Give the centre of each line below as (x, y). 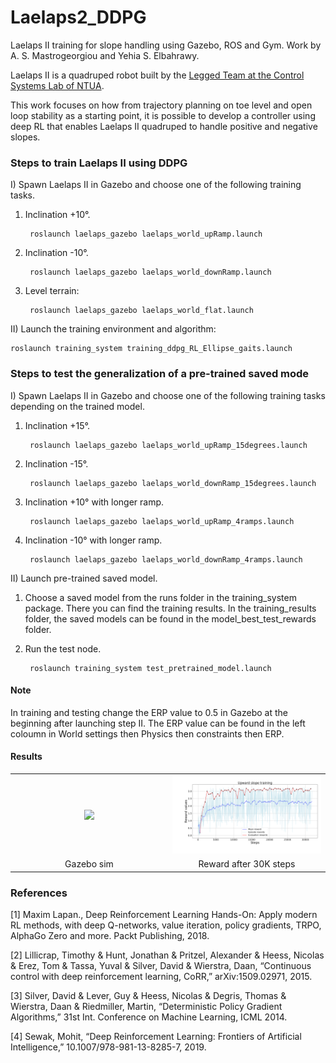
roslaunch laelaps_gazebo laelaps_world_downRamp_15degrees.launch (173, 483)
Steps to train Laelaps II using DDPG (99, 163)
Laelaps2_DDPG (78, 17)
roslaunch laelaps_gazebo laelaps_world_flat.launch (141, 311)
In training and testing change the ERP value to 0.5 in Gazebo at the (149, 712)
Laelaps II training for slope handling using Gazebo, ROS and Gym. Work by (166, 45)
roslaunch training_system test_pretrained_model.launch (150, 668)
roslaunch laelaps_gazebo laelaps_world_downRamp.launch (150, 272)
